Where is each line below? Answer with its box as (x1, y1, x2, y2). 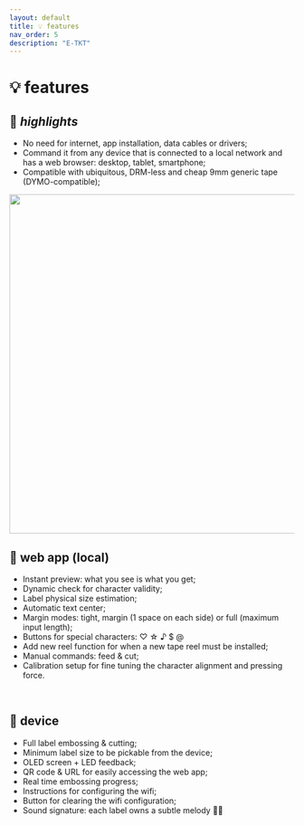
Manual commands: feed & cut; (22, 650, 139, 661)
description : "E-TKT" (9, 38, 91, 48)
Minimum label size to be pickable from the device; (22, 747, 213, 758)
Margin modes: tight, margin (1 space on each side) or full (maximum (22, 612, 280, 623)
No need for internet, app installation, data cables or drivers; (22, 137, 248, 149)
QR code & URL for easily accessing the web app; (22, 766, 208, 777)
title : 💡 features (9, 22, 80, 31)
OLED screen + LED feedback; (22, 756, 137, 767)
